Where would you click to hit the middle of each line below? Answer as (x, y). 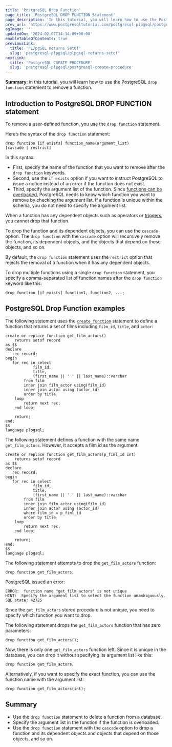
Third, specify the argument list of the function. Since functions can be (87, 189)
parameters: (18, 630)
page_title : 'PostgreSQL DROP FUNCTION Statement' (60, 15)
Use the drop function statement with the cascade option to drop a (83, 727)
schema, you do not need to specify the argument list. (70, 205)
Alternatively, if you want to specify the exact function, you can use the (80, 674)
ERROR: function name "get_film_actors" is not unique (66, 591)
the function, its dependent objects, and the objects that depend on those (83, 241)
